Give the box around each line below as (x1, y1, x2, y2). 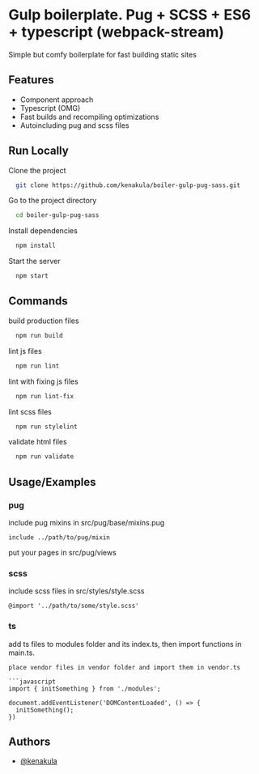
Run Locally (8, 144, 69, 158)
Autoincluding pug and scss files (19, 120, 129, 130)
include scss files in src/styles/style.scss (8, 586, 145, 596)
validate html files (8, 437, 67, 447)
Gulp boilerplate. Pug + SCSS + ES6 (8, 6, 251, 24)
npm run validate (15, 453, 74, 461)
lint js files (8, 346, 42, 355)
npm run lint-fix (15, 392, 74, 400)
